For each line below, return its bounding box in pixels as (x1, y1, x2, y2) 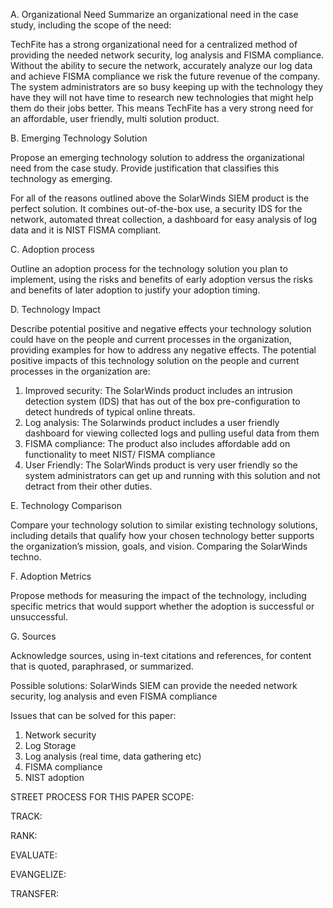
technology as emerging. (10, 173, 113, 184)
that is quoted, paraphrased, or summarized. (10, 660, 194, 672)
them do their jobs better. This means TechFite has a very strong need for (10, 102, 314, 114)
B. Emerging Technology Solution (10, 132, 148, 144)
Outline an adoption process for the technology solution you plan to (10, 263, 288, 274)
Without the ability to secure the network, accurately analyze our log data (10, 60, 313, 71)
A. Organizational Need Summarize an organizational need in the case (10, 9, 299, 20)
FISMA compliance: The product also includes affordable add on (24, 438, 291, 449)
